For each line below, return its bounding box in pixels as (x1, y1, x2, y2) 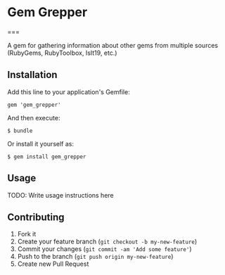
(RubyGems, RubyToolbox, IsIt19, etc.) (7, 49, 117, 57)
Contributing (7, 211, 65, 223)
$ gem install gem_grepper (7, 153, 86, 160)
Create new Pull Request (17, 260, 89, 268)
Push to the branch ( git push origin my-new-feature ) (17, 252, 174, 261)
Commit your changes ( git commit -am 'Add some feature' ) (17, 245, 192, 253)
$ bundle (7, 127, 33, 134)
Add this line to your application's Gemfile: (7, 87, 130, 96)
